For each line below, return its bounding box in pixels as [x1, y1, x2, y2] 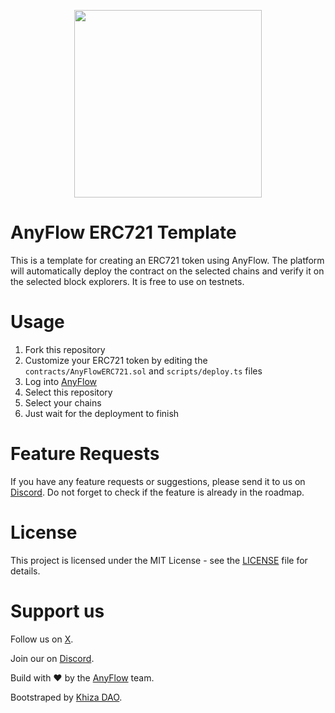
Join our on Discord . [10, 652, 95, 664]
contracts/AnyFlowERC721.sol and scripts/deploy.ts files [24, 365, 263, 377]
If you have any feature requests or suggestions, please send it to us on [10, 475, 306, 487]
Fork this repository [24, 343, 106, 355]
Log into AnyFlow [24, 375, 97, 387]
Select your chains [24, 396, 102, 409]
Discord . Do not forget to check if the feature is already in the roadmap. [10, 486, 305, 498]
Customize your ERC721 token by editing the [24, 354, 208, 366]
